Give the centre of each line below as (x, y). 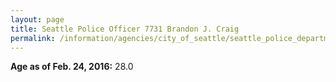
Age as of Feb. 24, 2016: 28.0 (72, 67)
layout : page (37, 19)
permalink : (33, 38)
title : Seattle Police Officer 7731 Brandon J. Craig (125, 29)
